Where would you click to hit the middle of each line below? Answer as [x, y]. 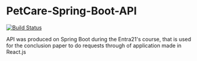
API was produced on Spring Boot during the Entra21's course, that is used [99, 39]
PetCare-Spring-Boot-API [71, 11]
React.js [16, 51]
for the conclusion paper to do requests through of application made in [94, 45]
